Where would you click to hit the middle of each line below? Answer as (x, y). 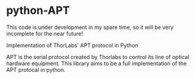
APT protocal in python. (36, 69)
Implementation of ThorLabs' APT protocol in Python (72, 45)
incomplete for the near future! (45, 33)
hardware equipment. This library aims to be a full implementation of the (97, 63)
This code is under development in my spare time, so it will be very (90, 27)
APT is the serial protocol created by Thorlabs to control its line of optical (98, 57)
